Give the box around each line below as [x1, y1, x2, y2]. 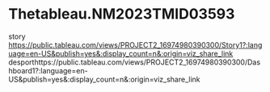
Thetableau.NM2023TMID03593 [8, 5, 235, 23]
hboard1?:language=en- [8, 65, 88, 75]
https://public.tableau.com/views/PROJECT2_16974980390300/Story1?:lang [8, 40, 263, 49]
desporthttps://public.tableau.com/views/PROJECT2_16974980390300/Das [8, 57, 261, 67]
